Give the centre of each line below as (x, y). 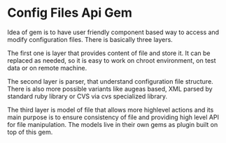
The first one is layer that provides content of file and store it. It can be (109, 53)
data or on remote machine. (47, 68)
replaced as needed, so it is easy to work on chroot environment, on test (112, 60)
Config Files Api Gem (70, 13)
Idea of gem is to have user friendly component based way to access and (113, 32)
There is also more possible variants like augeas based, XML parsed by (110, 89)
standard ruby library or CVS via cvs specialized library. (87, 96)
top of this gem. (30, 132)
